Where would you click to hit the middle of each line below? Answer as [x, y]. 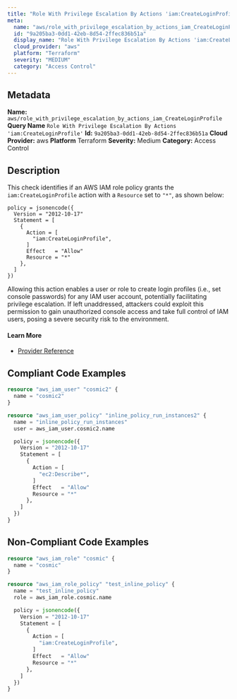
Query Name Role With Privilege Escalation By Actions [92, 126]
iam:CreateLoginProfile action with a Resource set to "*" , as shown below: [116, 195]
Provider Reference [45, 351]
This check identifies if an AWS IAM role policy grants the [91, 187]
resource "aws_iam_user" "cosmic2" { [63, 389]
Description [34, 170]
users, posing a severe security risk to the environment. [88, 319]
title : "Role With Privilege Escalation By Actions [85, 14]
